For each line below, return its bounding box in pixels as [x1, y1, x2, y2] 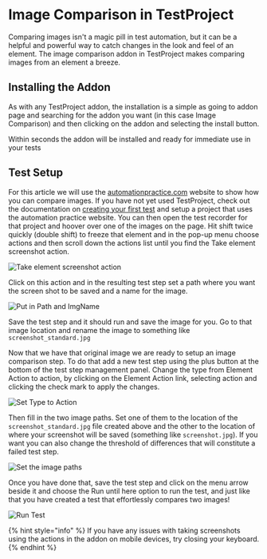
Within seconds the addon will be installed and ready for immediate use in [8, 134, 251, 144]
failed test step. [8, 446, 60, 456]
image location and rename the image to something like [8, 325, 190, 335]
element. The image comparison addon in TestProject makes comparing [8, 49, 245, 58]
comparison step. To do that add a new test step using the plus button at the [8, 356, 259, 366]
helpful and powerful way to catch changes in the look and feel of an [8, 40, 234, 50]
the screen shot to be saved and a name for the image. [8, 286, 188, 295]
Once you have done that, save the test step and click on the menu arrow [8, 478, 249, 487]
